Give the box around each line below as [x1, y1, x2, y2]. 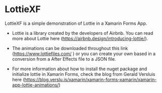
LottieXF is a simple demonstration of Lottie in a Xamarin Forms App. [5, 20, 147, 26]
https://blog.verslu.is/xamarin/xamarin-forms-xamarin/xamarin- [24, 76, 157, 82]
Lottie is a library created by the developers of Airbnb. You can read [12, 30, 153, 36]
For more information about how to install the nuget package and [12, 66, 147, 72]
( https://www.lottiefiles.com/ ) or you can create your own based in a [12, 51, 156, 57]
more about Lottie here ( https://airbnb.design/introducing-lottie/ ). [12, 35, 148, 41]
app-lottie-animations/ [12, 82, 59, 88]
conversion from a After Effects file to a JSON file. [12, 56, 117, 62]
